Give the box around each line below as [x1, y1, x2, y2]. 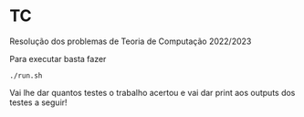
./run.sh [9, 70, 43, 80]
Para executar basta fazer [9, 53, 107, 64]
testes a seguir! [9, 97, 68, 108]
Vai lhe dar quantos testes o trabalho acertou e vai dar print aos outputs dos [9, 87, 296, 98]
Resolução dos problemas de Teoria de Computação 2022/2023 [9, 36, 252, 47]
